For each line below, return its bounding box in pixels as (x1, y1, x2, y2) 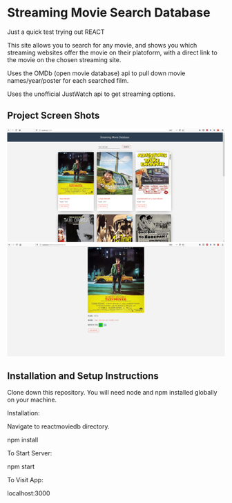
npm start (7, 462, 35, 471)
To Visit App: (7, 476, 43, 484)
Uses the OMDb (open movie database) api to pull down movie (7, 69, 186, 77)
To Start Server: (7, 449, 52, 457)
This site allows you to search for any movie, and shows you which (7, 41, 197, 49)
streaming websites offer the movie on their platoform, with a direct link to (7, 48, 217, 57)
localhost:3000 (7, 489, 50, 497)
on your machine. (7, 395, 57, 404)
